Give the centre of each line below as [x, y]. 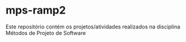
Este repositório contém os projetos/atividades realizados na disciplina [93, 27]
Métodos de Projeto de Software [46, 33]
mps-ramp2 [36, 10]
